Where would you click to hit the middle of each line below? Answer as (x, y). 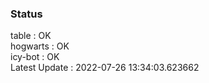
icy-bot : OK (35, 57)
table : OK (31, 36)
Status (26, 14)
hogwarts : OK (40, 46)
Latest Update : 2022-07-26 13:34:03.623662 (105, 68)
